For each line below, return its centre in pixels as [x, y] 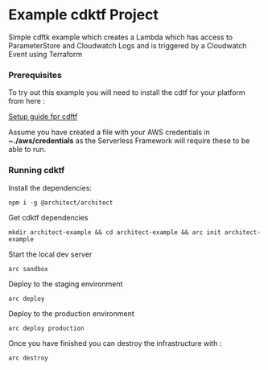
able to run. [27, 150]
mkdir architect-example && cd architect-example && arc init [115, 232]
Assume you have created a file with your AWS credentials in [109, 132]
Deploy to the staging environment [66, 284]
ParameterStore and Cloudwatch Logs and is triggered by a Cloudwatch [128, 45]
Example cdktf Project [84, 15]
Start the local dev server [50, 254]
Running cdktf [37, 171]
